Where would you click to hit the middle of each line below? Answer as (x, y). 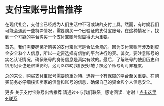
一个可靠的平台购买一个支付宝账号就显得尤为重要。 (61, 37)
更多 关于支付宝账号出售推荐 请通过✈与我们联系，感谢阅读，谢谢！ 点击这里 (81, 92)
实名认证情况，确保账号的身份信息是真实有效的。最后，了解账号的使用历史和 (82, 59)
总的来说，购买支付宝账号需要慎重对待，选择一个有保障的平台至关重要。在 (80, 76)
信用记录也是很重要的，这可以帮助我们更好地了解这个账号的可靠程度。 (76, 65)
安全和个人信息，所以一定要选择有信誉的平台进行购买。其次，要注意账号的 (84, 53)
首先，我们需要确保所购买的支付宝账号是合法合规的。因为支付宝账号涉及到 (80, 47)
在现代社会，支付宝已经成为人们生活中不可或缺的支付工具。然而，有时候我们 (82, 24)
